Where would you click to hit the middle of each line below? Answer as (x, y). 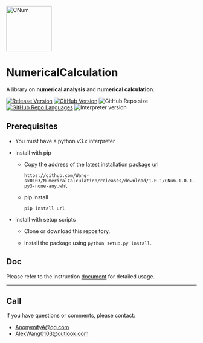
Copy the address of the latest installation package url (91, 164)
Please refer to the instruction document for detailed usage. (81, 276)
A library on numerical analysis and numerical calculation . (81, 89)
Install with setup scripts (45, 219)
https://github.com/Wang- (56, 175)
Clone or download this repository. (67, 231)
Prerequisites (32, 127)
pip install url (44, 208)
